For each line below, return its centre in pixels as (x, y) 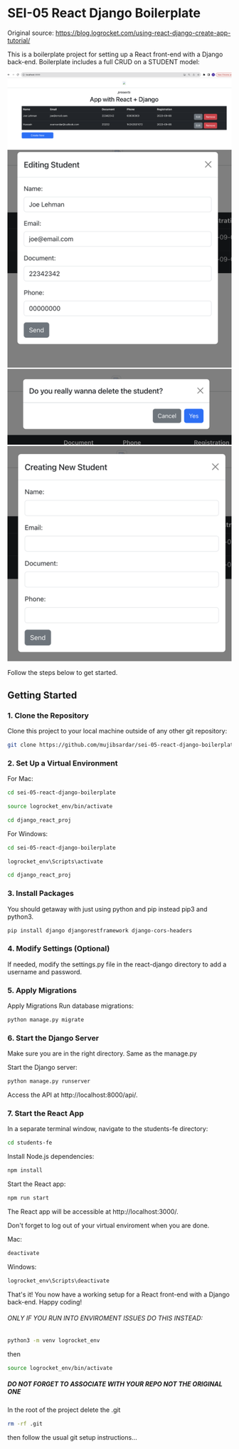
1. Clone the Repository (48, 716)
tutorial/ (19, 40)
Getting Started (42, 695)
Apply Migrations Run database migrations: (70, 1006)
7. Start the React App (46, 1113)
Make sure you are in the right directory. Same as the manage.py (102, 1053)
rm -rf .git (25, 1423)
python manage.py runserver (49, 1081)
